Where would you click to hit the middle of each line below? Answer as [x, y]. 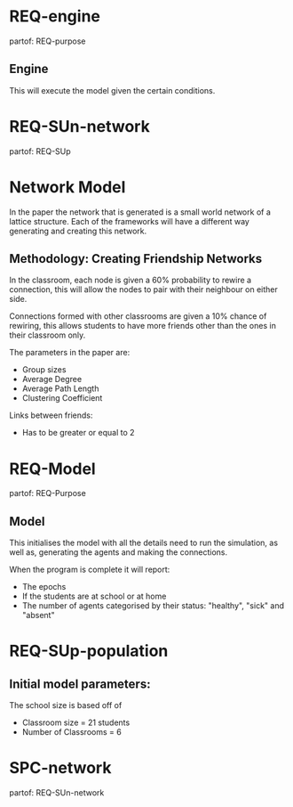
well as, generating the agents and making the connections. [119, 552]
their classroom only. [48, 335]
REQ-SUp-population [89, 651]
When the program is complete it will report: [90, 570]
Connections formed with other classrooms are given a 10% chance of [138, 316]
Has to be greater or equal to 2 [78, 433]
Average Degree [52, 379]
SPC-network [60, 768]
